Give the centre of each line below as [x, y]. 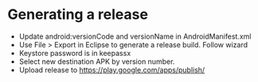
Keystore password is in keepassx [75, 53]
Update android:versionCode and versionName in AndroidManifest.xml [135, 36]
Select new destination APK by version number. [97, 61]
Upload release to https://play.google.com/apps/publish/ [112, 69]
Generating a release [78, 15]
